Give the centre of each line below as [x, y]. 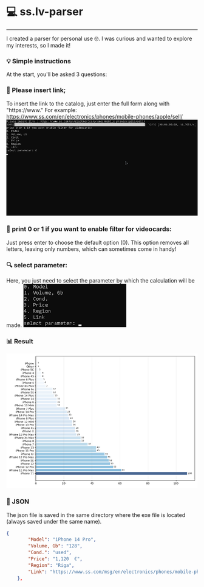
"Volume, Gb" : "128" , [56, 546]
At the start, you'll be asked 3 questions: [57, 74]
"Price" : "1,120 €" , [56, 559]
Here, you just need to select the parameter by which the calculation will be [101, 281]
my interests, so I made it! [39, 45]
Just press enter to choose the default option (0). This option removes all [98, 242]
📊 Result [20, 342]
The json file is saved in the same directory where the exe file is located [96, 515]
